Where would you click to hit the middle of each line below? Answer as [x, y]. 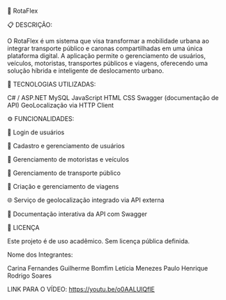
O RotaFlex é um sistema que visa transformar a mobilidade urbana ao [108, 41]
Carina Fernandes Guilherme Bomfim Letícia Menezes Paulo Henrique [107, 268]
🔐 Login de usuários [36, 132]
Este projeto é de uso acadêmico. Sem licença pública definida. [99, 241]
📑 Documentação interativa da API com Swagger [77, 214]
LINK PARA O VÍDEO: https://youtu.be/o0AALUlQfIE [81, 289]
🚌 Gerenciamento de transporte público [64, 173]
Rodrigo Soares [30, 276]
